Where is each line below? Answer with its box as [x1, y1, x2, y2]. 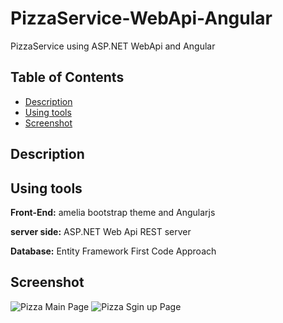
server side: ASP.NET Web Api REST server [10, 225, 192, 237]
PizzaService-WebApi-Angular [10, 7, 273, 30]
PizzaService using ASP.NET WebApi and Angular [10, 40, 216, 52]
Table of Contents [10, 69, 125, 86]
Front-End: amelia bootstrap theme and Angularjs [10, 206, 216, 218]
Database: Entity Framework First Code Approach [10, 245, 217, 257]
